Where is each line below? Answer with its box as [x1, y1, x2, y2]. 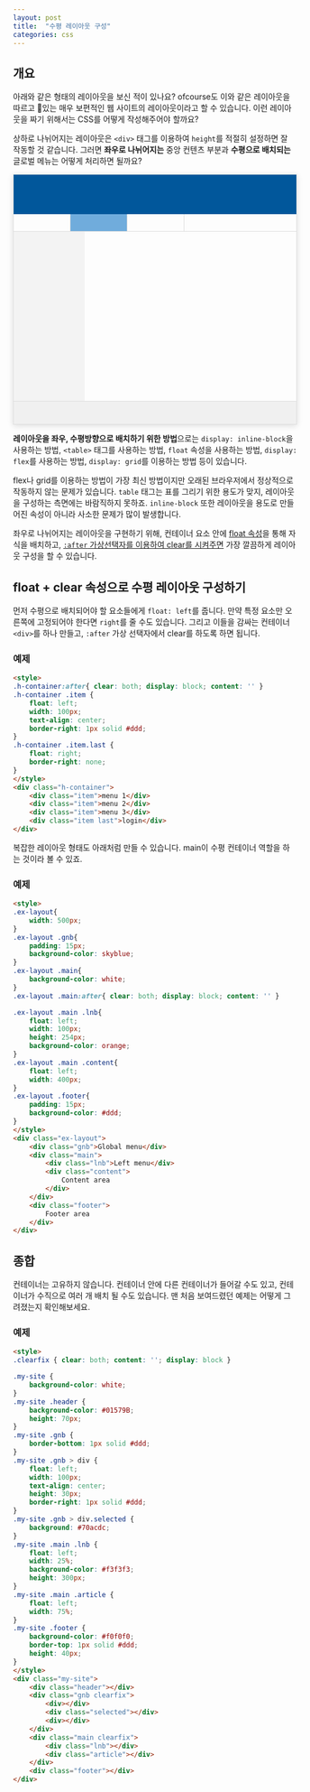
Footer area [45, 1209, 91, 1219]
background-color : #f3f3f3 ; [29, 1565, 134, 1574]
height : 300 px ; [29, 1574, 87, 1583]
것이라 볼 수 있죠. [22, 853, 83, 864]
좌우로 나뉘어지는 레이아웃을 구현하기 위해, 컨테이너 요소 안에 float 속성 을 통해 [13, 528, 287, 539]
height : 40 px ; [29, 1649, 82, 1658]
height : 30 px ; [29, 1490, 82, 1499]
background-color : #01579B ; [29, 1406, 134, 1415]
